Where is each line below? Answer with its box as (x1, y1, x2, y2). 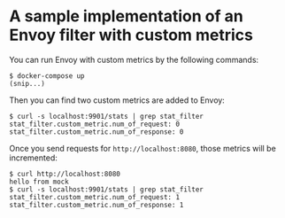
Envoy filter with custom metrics (9, 25, 254, 45)
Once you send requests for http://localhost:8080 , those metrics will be (9, 143, 276, 153)
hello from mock (9, 177, 69, 186)
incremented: (9, 152, 58, 163)
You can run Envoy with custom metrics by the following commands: (9, 54, 259, 65)
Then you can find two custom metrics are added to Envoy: (9, 95, 226, 105)
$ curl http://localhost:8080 (9, 169, 121, 178)
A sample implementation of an (9, 6, 243, 27)
